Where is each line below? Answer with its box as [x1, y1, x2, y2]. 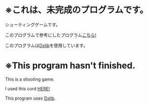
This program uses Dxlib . [5, 95, 56, 101]
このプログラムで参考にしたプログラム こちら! [5, 32, 97, 38]
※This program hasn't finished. [5, 60, 136, 71]
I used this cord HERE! [5, 85, 50, 91]
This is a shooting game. [5, 76, 55, 82]
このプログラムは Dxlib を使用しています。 [5, 42, 88, 48]
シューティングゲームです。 [5, 22, 60, 27]
